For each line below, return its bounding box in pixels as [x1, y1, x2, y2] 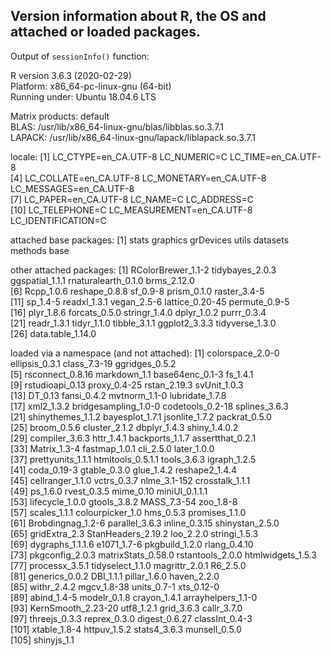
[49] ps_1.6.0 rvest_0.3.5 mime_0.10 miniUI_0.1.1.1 [10, 485, 208, 497]
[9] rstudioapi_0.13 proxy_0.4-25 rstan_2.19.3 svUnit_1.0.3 [10, 379, 244, 391]
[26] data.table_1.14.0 [10, 327, 97, 339]
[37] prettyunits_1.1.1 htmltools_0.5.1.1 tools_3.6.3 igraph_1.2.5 [10, 453, 257, 465]
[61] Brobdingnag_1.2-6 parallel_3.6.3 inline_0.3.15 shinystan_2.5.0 [10, 517, 280, 529]
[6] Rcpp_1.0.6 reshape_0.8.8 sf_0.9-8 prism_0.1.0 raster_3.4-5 [10, 285, 265, 297]
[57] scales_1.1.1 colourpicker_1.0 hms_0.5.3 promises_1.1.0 [10, 506, 247, 518]
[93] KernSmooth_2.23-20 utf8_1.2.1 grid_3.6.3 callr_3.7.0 [10, 602, 243, 614]
